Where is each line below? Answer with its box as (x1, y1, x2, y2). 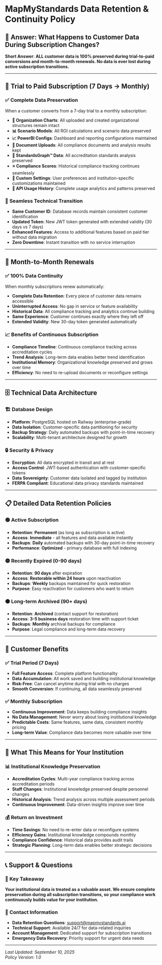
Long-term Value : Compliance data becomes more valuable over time (12, 729, 151, 735)
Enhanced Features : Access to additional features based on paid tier (12, 229, 149, 235)
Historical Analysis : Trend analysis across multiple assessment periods (12, 796, 155, 802)
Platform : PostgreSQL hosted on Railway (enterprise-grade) (12, 419, 132, 425)
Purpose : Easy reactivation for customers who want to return (12, 585, 134, 591)
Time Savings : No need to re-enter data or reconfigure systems (12, 827, 139, 833)
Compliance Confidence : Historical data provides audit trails (12, 837, 134, 843)
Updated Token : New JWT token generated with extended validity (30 (12, 219, 152, 224)
